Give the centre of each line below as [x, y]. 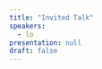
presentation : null [46, 43]
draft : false [34, 51]
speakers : [28, 26]
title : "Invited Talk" [51, 17]
